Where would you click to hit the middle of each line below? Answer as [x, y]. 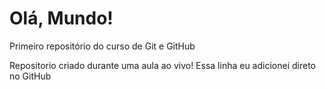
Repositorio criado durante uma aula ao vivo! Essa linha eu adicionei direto [162, 65]
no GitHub [30, 76]
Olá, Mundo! [61, 18]
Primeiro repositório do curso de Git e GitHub [102, 46]
